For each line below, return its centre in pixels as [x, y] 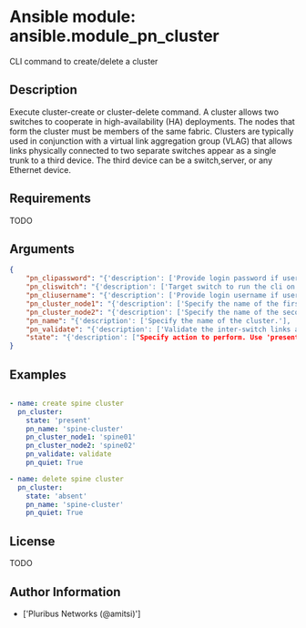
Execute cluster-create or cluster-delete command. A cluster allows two [144, 112]
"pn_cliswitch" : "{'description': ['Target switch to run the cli [154, 287]
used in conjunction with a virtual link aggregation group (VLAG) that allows [151, 141]
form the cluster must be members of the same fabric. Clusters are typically [152, 131]
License [32, 541]
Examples [38, 375]
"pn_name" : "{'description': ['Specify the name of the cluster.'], [158, 320]
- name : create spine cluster [67, 403]
